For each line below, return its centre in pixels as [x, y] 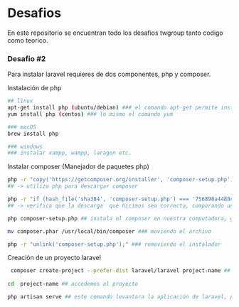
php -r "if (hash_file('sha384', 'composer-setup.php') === [99, 199]
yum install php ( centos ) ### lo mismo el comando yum [90, 114]
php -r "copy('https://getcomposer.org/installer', [85, 180]
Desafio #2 [27, 58]
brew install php [33, 134]
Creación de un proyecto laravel [54, 258]
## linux [20, 101]
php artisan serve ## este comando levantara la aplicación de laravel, [117, 297]
